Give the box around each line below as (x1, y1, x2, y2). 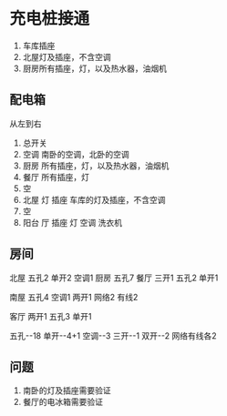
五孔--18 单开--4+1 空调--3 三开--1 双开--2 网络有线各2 (9, 330, 217, 341)
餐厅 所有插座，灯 (22, 171, 89, 182)
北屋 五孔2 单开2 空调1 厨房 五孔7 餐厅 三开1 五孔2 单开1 (9, 272, 219, 283)
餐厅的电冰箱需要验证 (22, 397, 103, 408)
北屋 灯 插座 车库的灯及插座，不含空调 (22, 194, 166, 205)
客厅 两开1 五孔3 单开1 (9, 310, 92, 321)
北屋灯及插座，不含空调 (22, 51, 111, 62)
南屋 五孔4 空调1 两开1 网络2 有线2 (9, 291, 139, 302)
